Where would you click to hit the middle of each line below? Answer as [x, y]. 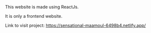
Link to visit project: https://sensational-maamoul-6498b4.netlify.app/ [75, 25]
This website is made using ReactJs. [42, 7]
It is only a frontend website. [34, 16]
